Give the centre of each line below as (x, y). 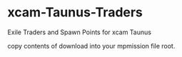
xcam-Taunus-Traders (75, 12)
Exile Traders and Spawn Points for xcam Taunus (80, 32)
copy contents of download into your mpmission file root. (91, 46)
